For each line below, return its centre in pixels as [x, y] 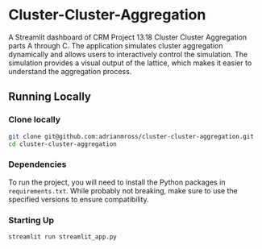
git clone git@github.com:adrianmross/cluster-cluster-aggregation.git [131, 136]
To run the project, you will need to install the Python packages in [117, 182]
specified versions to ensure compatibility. [79, 199]
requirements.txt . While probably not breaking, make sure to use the [123, 190]
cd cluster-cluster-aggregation [62, 144]
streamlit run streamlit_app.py [62, 237]
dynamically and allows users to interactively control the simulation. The [128, 54]
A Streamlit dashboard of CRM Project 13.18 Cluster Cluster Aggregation [128, 37]
